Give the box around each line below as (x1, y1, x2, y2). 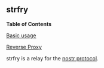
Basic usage (6, 32, 37, 39)
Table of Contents (6, 20, 52, 27)
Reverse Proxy (6, 43, 42, 50)
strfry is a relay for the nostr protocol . (6, 54, 99, 61)
